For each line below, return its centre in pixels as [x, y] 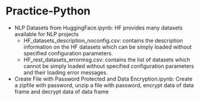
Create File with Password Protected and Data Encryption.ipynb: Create [103, 79]
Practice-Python [48, 11]
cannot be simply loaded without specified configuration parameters [109, 66]
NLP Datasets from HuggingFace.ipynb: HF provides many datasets [98, 28]
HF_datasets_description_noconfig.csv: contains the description [103, 40]
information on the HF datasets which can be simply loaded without [108, 47]
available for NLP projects [47, 34]
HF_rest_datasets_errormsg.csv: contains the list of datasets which [107, 60]
